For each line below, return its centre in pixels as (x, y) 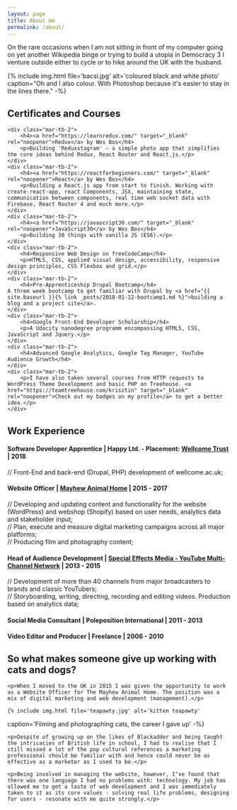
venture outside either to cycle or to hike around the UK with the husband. (115, 62)
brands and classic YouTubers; (52, 589)
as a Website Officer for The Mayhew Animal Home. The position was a (114, 692)
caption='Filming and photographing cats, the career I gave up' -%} (106, 724)
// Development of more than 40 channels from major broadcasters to (109, 582)
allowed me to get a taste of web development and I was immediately (112, 787)
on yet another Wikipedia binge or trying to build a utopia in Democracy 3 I (116, 55)
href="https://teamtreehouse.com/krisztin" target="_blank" (98, 391)
